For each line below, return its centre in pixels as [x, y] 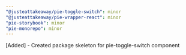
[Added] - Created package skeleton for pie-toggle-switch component [93, 45]
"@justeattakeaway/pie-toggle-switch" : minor [63, 12]
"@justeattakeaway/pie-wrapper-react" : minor [63, 17]
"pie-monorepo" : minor [34, 28]
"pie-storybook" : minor [35, 23]
